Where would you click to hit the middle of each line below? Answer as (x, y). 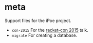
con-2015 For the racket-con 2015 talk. (50, 30)
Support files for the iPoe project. (38, 21)
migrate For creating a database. (44, 35)
